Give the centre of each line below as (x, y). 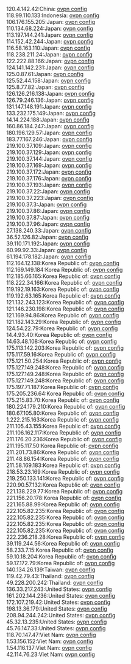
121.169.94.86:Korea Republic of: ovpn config (63, 315)
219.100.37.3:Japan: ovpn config (47, 204)
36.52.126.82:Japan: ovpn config (48, 237)
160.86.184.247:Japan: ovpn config (50, 126)
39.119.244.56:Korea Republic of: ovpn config (63, 543)
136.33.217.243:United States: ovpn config (59, 589)
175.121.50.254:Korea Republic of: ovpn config (64, 361)
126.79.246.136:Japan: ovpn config (50, 100)
